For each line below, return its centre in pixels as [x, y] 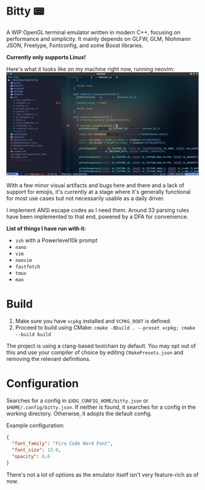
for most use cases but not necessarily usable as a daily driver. [85, 198]
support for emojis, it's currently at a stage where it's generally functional [99, 191]
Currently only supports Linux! [46, 57]
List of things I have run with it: [46, 228]
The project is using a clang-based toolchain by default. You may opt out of [101, 346]
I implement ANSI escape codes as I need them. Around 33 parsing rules [98, 210]
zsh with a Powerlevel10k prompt [56, 240]
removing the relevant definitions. [49, 358]
